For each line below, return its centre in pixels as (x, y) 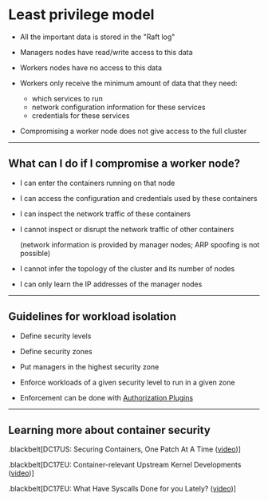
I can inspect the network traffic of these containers (105, 214)
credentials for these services (81, 115)
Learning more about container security (110, 430)
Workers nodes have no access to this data (91, 67)
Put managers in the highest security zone (89, 367)
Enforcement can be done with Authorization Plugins (106, 397)
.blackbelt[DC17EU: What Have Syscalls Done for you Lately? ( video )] (122, 489)
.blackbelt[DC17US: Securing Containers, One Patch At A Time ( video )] (125, 449)
